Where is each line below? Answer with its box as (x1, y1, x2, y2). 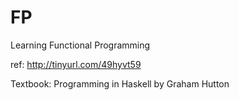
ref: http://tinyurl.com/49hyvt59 (10, 58, 142, 70)
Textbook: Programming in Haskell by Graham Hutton (10, 77, 230, 90)
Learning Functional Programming (10, 39, 151, 51)
